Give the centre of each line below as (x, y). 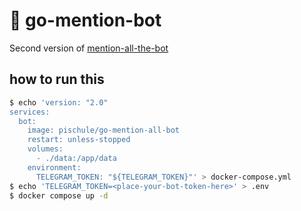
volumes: (45, 149)
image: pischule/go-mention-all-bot (104, 130)
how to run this (57, 79)
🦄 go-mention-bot (85, 20)
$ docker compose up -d (59, 195)
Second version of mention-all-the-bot (89, 48)
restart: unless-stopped (79, 140)
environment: (54, 167)
